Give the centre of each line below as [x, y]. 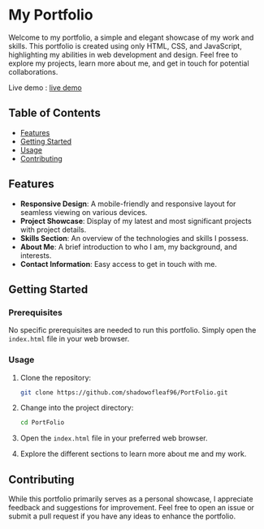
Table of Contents [55, 113]
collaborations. [33, 71]
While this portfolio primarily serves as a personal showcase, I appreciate [131, 499]
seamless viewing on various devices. [84, 212]
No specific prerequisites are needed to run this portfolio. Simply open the [132, 330]
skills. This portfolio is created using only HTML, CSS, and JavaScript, [125, 45]
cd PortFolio [42, 423]
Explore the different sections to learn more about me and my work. [133, 454]
